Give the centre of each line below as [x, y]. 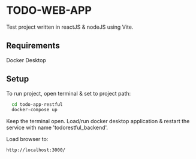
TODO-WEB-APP [49, 10]
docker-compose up [35, 110]
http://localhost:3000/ [36, 150]
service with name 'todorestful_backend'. [57, 128]
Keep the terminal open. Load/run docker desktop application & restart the [98, 121]
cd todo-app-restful [37, 104]
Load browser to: [27, 139]
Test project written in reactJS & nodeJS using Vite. [70, 27]
